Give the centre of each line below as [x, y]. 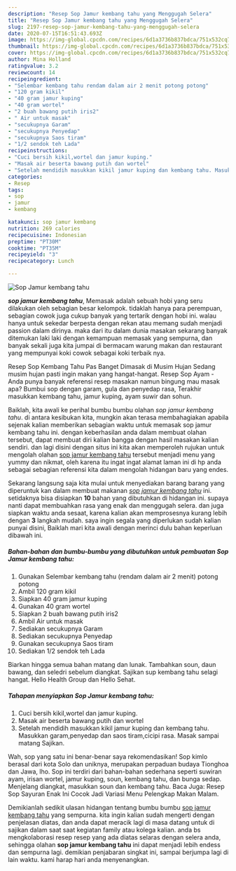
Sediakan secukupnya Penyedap [65, 636]
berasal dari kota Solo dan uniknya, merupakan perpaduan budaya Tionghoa [118, 764]
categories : [25, 177]
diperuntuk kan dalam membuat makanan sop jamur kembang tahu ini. [110, 491]
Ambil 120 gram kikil [47, 591]
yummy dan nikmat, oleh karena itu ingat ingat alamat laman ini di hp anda [114, 462]
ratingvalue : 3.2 [33, 66]
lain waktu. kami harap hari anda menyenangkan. [79, 859]
